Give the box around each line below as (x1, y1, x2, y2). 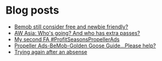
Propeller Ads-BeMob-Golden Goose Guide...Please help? (14, 42, 156, 49)
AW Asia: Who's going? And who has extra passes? (14, 29, 141, 36)
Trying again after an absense (14, 48, 87, 55)
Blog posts (5, 4, 59, 17)
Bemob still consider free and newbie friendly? (14, 23, 129, 30)
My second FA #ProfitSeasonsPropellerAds (14, 36, 120, 43)
